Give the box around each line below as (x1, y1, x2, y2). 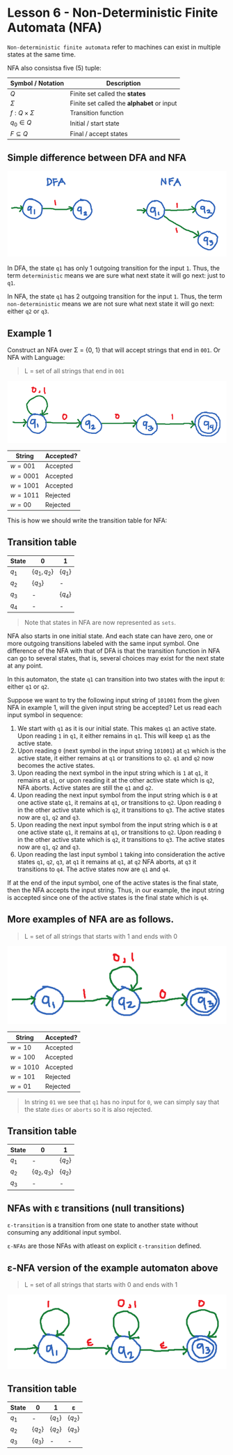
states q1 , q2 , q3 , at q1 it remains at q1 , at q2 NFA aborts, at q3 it (17, 857, 197, 866)
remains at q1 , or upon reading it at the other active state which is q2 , (17, 776, 215, 784)
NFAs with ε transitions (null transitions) (7, 1202, 185, 1214)
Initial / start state (70, 119, 120, 128)
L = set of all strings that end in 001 (24, 367, 125, 375)
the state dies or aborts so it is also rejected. (24, 1105, 153, 1113)
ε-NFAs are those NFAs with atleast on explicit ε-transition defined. (7, 1242, 202, 1250)
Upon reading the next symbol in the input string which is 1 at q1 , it (17, 769, 209, 777)
